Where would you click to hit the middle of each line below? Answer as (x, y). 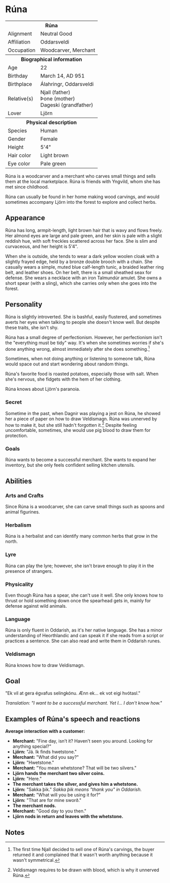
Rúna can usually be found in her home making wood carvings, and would (82, 197)
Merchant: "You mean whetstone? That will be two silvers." (74, 768)
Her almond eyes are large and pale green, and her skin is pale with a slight (84, 235)
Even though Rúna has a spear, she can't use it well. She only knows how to (84, 595)
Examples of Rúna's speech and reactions (73, 719)
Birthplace (20, 84)
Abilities (18, 481)
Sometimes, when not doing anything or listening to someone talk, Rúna (80, 359)
